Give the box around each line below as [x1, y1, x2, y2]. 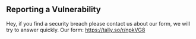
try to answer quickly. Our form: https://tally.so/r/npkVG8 [6, 26, 146, 33]
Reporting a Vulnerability [6, 5, 101, 15]
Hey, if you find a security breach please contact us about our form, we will [6, 20, 190, 27]
